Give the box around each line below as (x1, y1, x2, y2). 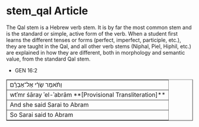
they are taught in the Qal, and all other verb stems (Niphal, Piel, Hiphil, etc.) (6, 43, 191, 50)
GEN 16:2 (14, 66, 38, 74)
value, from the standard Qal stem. (6, 55, 91, 62)
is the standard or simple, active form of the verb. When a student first (6, 30, 178, 37)
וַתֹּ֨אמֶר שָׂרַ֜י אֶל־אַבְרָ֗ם (9, 80, 62, 88)
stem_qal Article (6, 4, 88, 18)
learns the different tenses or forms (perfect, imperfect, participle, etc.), (6, 36, 182, 43)
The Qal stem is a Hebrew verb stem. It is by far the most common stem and (6, 24, 192, 31)
